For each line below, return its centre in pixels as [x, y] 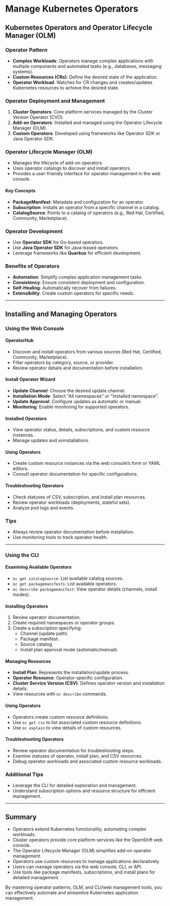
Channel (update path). [44, 634]
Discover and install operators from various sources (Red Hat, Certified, [87, 351]
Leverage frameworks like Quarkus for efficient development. [77, 253]
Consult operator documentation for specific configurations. [75, 474]
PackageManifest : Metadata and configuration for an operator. [78, 202]
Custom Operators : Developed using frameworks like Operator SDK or [86, 133]
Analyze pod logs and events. [44, 507]
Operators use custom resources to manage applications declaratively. [86, 861]
